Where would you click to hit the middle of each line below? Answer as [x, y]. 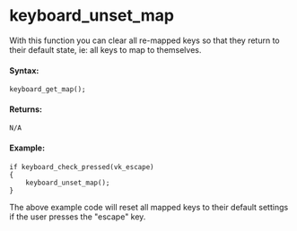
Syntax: [24, 70]
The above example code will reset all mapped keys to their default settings [149, 207]
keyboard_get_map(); [48, 90]
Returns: [26, 109]
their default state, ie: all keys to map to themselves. [105, 49]
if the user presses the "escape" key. [78, 217]
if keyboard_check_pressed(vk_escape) [82, 167]
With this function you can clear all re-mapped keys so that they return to [144, 40]
